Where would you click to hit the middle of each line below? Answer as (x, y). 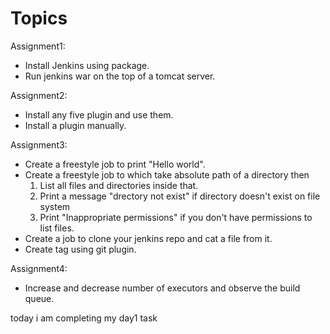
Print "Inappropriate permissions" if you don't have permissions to (176, 217)
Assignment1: (38, 46)
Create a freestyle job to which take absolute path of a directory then (167, 174)
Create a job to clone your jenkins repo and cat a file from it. (148, 238)
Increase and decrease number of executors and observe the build (162, 288)
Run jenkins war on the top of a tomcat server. (120, 76)
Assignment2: (39, 95)
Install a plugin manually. (75, 125)
